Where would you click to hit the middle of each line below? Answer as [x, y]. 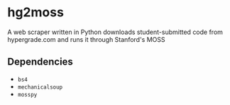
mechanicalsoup [40, 87]
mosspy [27, 94]
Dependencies [40, 62]
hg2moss [35, 12]
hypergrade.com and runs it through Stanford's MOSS [86, 39]
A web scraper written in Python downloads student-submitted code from [115, 32]
